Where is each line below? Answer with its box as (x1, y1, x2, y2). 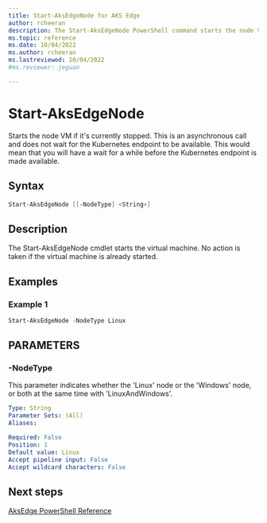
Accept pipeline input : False (8, 455, 109, 463)
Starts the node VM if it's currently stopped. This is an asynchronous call (8, 130, 247, 140)
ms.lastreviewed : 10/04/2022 (8, 56, 105, 64)
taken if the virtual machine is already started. (8, 252, 158, 261)
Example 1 (8, 299, 48, 310)
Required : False (8, 434, 62, 442)
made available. (8, 156, 60, 165)
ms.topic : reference (8, 33, 77, 42)
